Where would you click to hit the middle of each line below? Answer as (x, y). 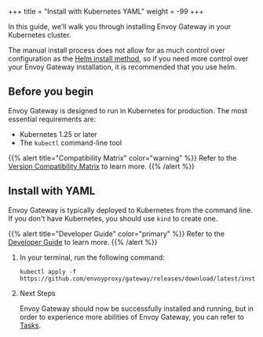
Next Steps (38, 293)
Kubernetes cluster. (40, 35)
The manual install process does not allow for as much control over (117, 50)
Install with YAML (52, 191)
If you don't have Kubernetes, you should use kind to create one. (113, 218)
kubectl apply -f (48, 272)
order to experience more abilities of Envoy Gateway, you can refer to (132, 317)
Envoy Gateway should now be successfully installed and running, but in (136, 308)
